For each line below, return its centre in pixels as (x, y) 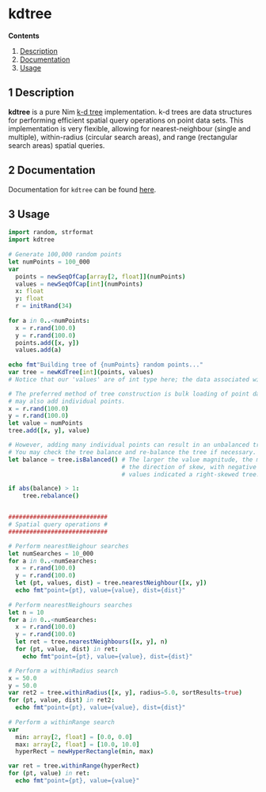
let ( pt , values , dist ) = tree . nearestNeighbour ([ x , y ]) (111, 583)
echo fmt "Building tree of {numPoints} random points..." (106, 365)
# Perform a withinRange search (61, 722)
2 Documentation (52, 171)
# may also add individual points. (67, 401)
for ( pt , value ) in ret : (49, 773)
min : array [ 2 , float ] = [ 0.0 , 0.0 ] (74, 737)
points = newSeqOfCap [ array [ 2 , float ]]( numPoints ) (101, 277)
